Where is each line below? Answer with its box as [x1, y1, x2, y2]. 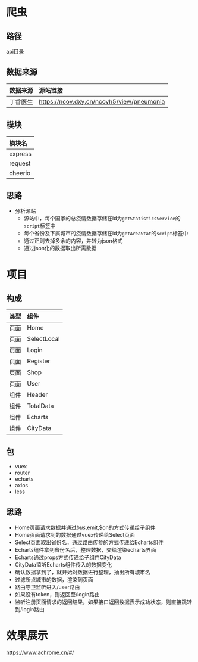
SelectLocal [27, 335, 60, 343]
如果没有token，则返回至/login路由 [14, 591, 100, 598]
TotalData [27, 402, 54, 410]
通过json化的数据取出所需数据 [23, 245, 97, 252]
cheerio [9, 169, 31, 177]
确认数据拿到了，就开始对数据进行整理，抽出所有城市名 [14, 568, 150, 576]
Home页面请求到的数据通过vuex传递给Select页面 [14, 532, 135, 539]
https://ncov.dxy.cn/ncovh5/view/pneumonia [39, 97, 165, 105]
